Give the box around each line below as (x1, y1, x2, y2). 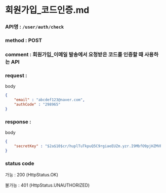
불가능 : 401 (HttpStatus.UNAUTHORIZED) (5, 182, 90, 188)
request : (5, 72, 27, 79)
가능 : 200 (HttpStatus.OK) (5, 171, 58, 178)
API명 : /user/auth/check (5, 23, 64, 30)
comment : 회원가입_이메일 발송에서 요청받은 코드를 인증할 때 (5, 51, 143, 58)
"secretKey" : (14, 144, 43, 149)
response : (5, 118, 31, 125)
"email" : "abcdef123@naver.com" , (14, 97, 85, 103)
